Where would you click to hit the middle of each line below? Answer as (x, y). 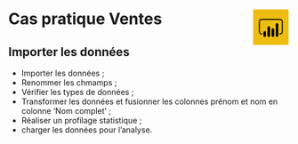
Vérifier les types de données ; (77, 92)
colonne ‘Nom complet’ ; (66, 111)
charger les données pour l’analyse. (87, 130)
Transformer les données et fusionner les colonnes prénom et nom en (149, 101)
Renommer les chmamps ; (69, 83)
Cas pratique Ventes (85, 19)
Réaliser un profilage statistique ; (81, 120)
